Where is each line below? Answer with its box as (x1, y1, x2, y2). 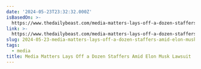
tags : (6, 43, 20, 49)
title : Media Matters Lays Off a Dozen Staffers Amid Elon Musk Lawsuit (6, 53, 191, 59)
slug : (6, 37, 20, 43)
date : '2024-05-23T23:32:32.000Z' (6, 8, 93, 15)
